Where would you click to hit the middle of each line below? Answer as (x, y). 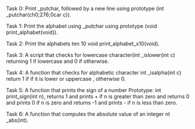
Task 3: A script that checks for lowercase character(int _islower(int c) (91, 55)
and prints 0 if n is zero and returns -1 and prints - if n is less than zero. (92, 103)
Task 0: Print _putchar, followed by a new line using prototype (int (85, 9)
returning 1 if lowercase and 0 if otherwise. (58, 61)
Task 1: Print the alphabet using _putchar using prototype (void (81, 26)
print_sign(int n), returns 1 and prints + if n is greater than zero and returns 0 (98, 96)
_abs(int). (17, 120)
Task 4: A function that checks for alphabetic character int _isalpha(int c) (94, 72)
